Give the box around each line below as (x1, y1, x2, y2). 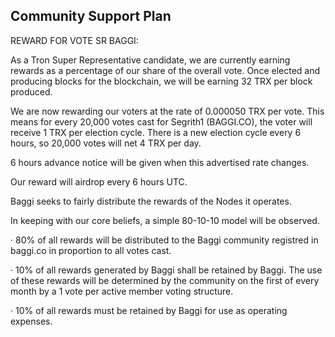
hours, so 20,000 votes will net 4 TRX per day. (10, 137, 202, 149)
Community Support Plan (10, 8, 172, 25)
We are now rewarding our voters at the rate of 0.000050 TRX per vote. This (10, 105, 325, 117)
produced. (10, 85, 53, 98)
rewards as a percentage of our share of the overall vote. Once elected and (10, 64, 321, 76)
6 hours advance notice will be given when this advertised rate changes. (10, 156, 310, 168)
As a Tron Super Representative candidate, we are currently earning (10, 54, 291, 66)
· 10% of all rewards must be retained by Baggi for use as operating (10, 304, 288, 316)
